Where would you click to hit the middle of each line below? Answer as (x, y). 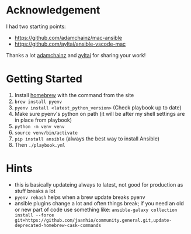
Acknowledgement (53, 10)
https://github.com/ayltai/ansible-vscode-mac (70, 44)
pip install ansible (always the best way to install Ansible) (87, 139)
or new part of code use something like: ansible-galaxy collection (96, 209)
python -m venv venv (39, 126)
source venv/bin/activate (46, 133)
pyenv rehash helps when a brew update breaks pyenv (80, 197)
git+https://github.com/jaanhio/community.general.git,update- (93, 220)
